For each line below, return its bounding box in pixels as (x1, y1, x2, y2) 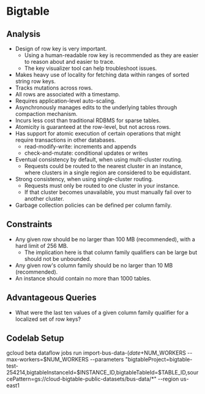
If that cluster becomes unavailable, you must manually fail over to (24, 188, 192, 196)
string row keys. (15, 78, 56, 85)
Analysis (6, 29, 41, 39)
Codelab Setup (6, 333, 64, 344)
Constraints (6, 219, 53, 230)
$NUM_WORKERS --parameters (43, 356, 124, 363)
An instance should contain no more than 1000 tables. (15, 274, 152, 282)
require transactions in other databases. (15, 136, 116, 144)
